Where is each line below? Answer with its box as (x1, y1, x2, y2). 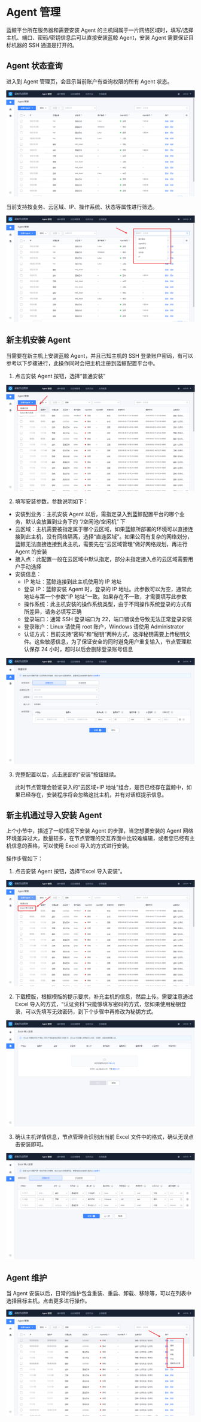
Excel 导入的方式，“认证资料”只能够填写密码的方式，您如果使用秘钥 (14, 1001, 181, 1008)
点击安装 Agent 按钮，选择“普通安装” (14, 372, 106, 379)
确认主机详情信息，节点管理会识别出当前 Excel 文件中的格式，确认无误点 (14, 1133, 194, 1140)
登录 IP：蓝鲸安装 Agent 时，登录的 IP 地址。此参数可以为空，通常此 (23, 585, 192, 592)
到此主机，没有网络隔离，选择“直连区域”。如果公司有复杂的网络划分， (20, 532, 193, 540)
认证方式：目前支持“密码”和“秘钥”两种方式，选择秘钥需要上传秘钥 (23, 630, 185, 637)
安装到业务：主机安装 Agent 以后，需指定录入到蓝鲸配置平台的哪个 (14, 510, 179, 517)
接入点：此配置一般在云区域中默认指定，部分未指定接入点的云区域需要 (14, 555, 188, 562)
